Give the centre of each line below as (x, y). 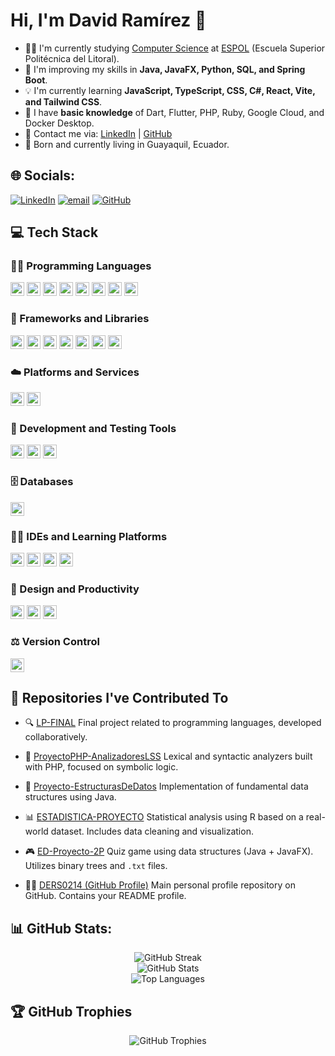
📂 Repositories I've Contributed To (119, 697)
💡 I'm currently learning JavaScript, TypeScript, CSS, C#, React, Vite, (170, 90)
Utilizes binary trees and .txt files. (96, 866)
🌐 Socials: (43, 175)
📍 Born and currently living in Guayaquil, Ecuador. (127, 144)
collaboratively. (56, 737)
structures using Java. (70, 797)
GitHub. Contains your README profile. (105, 896)
